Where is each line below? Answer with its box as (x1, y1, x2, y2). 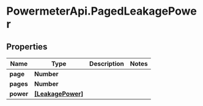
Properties (6, 41, 48, 52)
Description (89, 60, 124, 68)
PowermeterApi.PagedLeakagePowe (6, 4, 197, 18)
